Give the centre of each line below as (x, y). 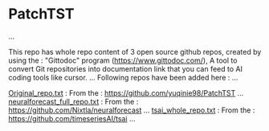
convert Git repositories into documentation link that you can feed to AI (126, 68)
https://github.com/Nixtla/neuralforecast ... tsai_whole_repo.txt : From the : (132, 110)
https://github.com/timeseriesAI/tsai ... (72, 118)
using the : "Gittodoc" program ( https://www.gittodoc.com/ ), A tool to (123, 60)
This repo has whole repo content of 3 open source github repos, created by (135, 51)
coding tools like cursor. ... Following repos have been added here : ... (123, 77)
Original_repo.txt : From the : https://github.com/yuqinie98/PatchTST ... (126, 92)
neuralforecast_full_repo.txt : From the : (73, 101)
